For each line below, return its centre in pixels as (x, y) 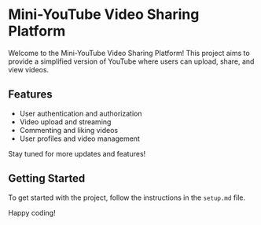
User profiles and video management (79, 138)
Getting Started (47, 179)
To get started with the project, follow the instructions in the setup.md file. (127, 197)
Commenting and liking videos (69, 130)
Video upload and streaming (65, 122)
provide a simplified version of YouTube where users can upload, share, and (131, 61)
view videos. (29, 69)
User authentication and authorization (81, 113)
